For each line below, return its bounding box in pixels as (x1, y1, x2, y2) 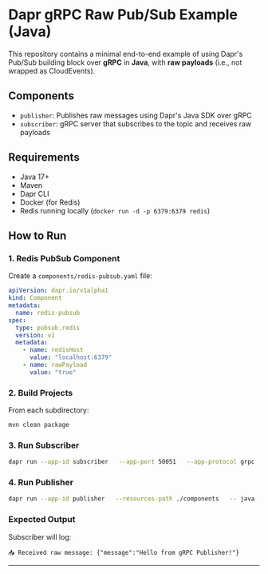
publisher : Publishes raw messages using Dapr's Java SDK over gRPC (19, 110, 253, 120)
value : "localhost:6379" (29, 353, 112, 361)
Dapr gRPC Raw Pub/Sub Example (8, 6, 238, 24)
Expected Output (8, 514, 76, 525)
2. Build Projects (8, 387, 73, 398)
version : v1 (15, 331, 56, 339)
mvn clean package (8, 421, 69, 429)
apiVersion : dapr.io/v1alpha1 (8, 286, 109, 295)
